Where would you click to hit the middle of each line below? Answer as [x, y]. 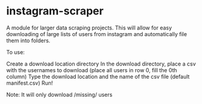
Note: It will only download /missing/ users [59, 94]
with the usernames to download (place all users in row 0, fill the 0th [92, 70]
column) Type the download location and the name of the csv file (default [98, 76]
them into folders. [28, 40]
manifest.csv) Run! [30, 83]
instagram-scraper [55, 11]
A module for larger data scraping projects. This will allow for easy [89, 28]
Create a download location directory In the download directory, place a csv [101, 64]
